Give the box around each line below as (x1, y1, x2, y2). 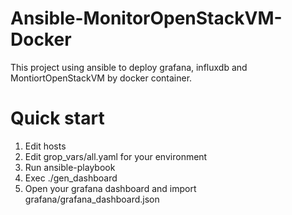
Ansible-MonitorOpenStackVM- (10, 7, 283, 30)
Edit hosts (24, 140, 67, 152)
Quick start (10, 107, 105, 130)
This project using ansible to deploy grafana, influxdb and (10, 61, 248, 73)
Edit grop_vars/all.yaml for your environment (24, 150, 208, 162)
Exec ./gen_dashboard (24, 172, 118, 184)
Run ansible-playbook (24, 161, 116, 173)
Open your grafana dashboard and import (24, 182, 197, 194)
